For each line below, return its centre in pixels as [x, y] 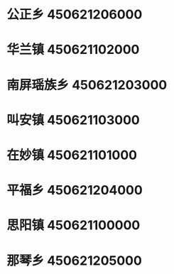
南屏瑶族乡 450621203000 [87, 85]
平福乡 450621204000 [75, 191]
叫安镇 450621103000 [73, 120]
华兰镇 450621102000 [73, 50]
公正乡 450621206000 [75, 15]
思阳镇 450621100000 [74, 225]
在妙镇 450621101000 [72, 155]
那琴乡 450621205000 [75, 261]
